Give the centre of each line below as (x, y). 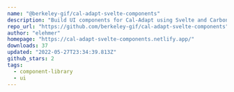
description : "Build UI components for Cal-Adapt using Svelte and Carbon (118, 20)
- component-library (43, 71)
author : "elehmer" (34, 33)
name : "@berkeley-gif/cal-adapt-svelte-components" (84, 13)
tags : (15, 65)
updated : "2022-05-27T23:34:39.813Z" (62, 53)
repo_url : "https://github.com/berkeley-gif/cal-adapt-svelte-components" (118, 26)
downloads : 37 (28, 46)
